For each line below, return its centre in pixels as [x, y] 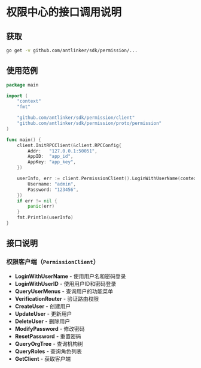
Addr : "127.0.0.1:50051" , [63, 151]
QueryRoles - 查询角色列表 [48, 351]
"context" [29, 101]
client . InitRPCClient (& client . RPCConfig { [69, 145]
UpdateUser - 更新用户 [43, 313]
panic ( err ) [41, 207]
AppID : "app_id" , [51, 157]
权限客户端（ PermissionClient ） [53, 262]
